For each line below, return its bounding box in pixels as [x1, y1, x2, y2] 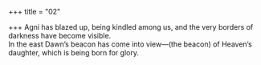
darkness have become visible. [8, 31, 112, 40]
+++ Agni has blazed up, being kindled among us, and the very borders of [8, 22, 254, 31]
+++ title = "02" [8, 7, 61, 16]
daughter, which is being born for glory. [8, 48, 139, 57]
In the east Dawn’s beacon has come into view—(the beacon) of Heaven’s [8, 39, 253, 49]
